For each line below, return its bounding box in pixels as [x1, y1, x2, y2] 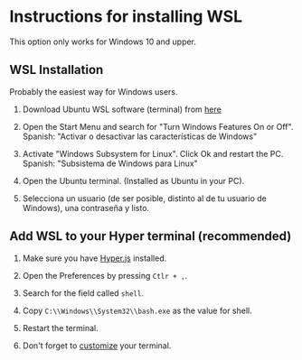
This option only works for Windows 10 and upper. [9, 36, 197, 47]
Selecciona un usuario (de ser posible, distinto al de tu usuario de [22, 192, 267, 204]
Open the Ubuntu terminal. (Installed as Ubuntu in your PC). [22, 175, 245, 186]
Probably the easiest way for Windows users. [9, 86, 178, 97]
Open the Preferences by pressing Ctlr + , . [22, 270, 188, 281]
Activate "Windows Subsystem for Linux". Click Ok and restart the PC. [22, 148, 284, 159]
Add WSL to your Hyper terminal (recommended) [9, 228, 292, 245]
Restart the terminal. [22, 322, 99, 333]
